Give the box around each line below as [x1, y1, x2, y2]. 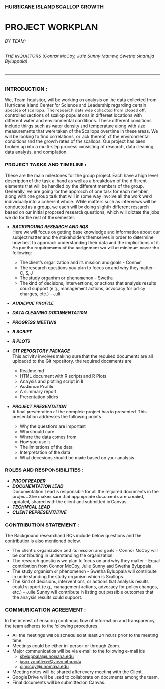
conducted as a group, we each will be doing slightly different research [5, 204, 149, 210]
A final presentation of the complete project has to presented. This [12, 409, 147, 414]
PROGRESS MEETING [12, 319, 57, 325]
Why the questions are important [19, 423, 86, 429]
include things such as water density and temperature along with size [5, 123, 146, 129]
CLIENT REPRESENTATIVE [12, 509, 67, 515]
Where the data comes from [19, 434, 77, 440]
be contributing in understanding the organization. [12, 552, 114, 558]
